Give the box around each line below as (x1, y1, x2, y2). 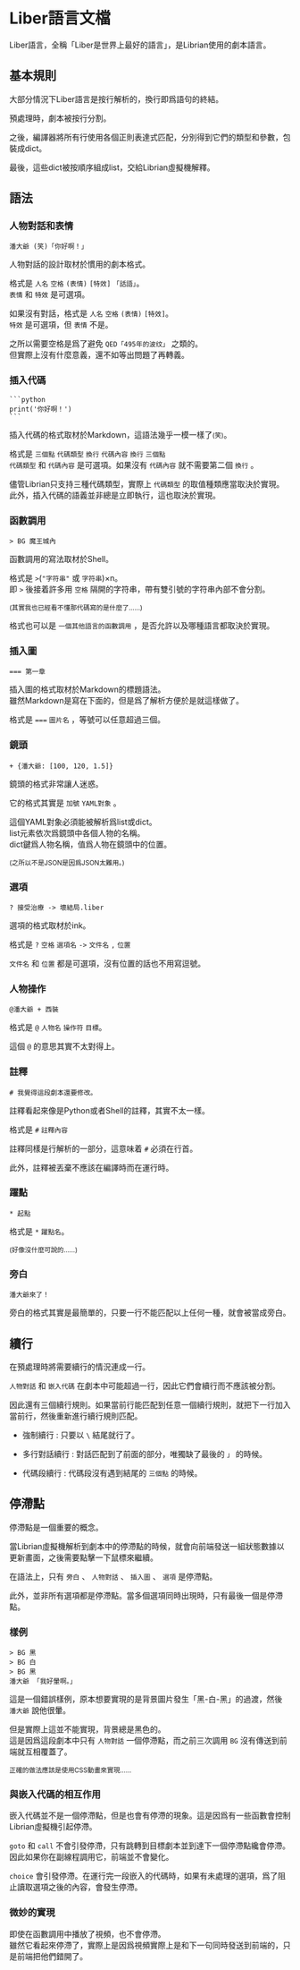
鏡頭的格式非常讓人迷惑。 (9, 778, 104, 789)
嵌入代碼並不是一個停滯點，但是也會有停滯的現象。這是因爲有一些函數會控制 (9, 1810, 291, 1821)
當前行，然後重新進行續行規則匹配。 (9, 1411, 143, 1421)
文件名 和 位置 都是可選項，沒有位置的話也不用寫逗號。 (9, 958, 206, 968)
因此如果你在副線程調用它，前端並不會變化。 (9, 1852, 174, 1863)
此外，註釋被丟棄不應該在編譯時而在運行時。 (9, 1162, 174, 1173)
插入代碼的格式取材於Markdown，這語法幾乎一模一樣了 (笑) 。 (9, 429, 232, 439)
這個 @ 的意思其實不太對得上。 (9, 1041, 121, 1052)
